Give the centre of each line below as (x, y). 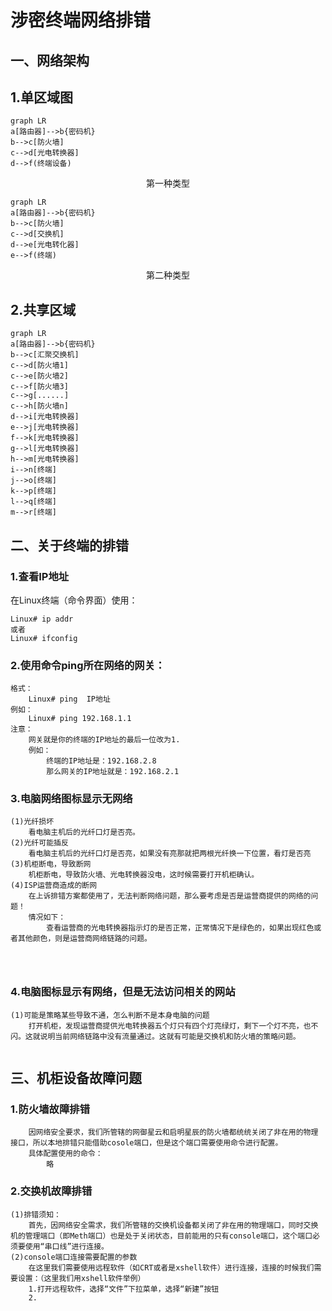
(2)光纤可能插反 (39, 843)
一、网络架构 (50, 60)
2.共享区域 (43, 309)
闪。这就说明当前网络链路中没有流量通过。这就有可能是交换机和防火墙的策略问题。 (155, 1036)
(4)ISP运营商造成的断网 (54, 886)
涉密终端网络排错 (81, 20)
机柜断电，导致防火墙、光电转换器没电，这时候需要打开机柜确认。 (144, 875)
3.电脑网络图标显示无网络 (71, 799)
